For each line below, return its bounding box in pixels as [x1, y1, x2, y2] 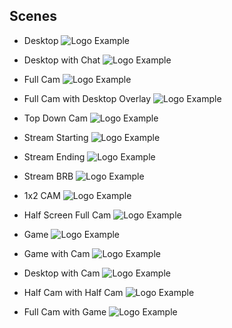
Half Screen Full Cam [23, 209, 112, 221]
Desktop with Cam [23, 267, 101, 279]
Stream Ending [23, 150, 86, 163]
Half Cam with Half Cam [23, 286, 124, 298]
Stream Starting [23, 131, 89, 143]
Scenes [9, 8, 57, 25]
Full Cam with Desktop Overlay [23, 92, 152, 104]
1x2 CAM [23, 189, 61, 201]
